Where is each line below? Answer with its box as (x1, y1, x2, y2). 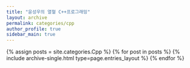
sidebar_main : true (6, 32, 56, 38)
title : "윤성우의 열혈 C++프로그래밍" (6, 8, 90, 15)
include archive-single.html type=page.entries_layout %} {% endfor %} (6, 55, 185, 62)
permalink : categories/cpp (6, 20, 75, 26)
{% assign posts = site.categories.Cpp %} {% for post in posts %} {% (6, 48, 180, 55)
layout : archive (6, 15, 47, 21)
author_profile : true (6, 25, 61, 32)
